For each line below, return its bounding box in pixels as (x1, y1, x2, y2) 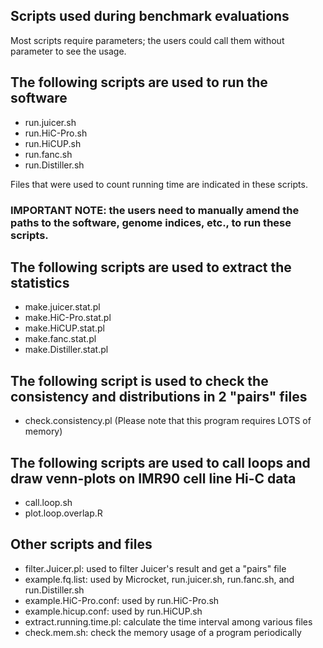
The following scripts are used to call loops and (10, 454, 311, 471)
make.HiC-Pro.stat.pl (24, 312, 112, 324)
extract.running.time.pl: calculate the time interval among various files (24, 615, 313, 628)
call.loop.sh (24, 496, 73, 508)
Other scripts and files (10, 536, 153, 553)
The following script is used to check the (10, 372, 269, 389)
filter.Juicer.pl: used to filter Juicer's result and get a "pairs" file (24, 562, 287, 574)
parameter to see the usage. (10, 45, 127, 57)
